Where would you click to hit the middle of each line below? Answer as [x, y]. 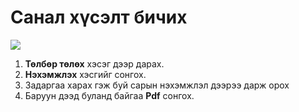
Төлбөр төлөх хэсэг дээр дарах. [94, 63]
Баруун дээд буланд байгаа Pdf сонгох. [109, 95]
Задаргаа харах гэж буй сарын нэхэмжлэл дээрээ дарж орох [157, 85]
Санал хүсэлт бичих [99, 17]
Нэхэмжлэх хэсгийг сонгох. [85, 74]
